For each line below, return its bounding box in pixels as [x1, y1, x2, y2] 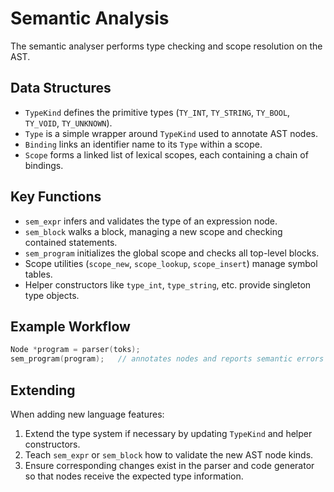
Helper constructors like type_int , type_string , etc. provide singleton [24, 278, 312, 291]
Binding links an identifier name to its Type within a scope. [24, 138, 263, 150]
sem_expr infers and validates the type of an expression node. [24, 215, 278, 227]
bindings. [24, 159, 64, 171]
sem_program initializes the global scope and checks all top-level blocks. [24, 247, 320, 259]
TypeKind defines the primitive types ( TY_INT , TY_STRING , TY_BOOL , [24, 106, 291, 118]
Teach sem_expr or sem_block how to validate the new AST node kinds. [24, 448, 314, 461]
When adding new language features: [10, 408, 165, 420]
